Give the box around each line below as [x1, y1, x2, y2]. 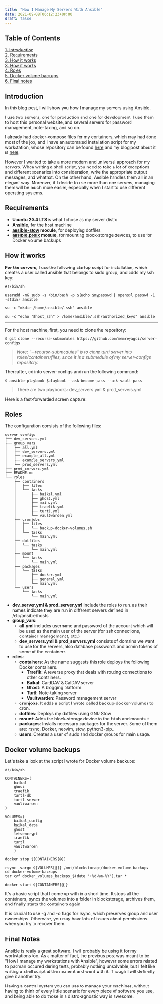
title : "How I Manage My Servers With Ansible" [5, 7, 103, 12]
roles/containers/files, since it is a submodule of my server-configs [16, 354, 151, 360]
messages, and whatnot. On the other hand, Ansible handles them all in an [5, 174, 154, 180]
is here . [5, 150, 20, 155]
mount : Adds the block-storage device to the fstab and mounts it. [19, 716, 150, 721]
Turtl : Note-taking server [26, 690, 77, 696]
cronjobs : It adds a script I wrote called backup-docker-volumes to [19, 700, 154, 706]
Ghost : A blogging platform [26, 685, 81, 691]
